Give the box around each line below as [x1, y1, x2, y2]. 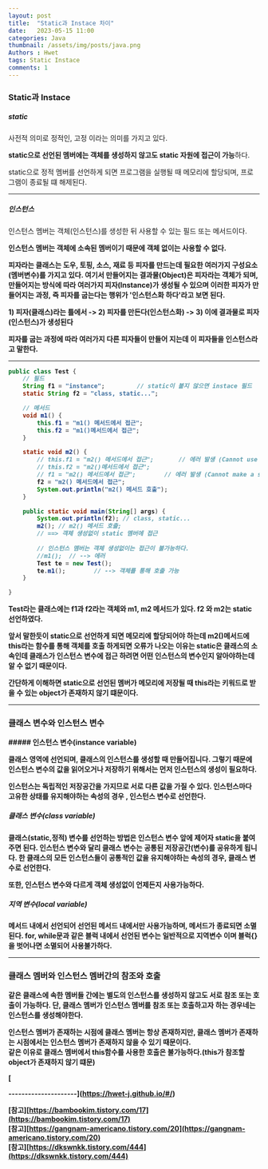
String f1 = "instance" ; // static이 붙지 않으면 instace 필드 [22, 382, 253, 390]
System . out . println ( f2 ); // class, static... [37, 515, 191, 523]
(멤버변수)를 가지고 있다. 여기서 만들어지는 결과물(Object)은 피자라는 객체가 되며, [8, 269, 258, 280]
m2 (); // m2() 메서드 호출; [37, 522, 122, 530]
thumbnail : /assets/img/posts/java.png [8, 42, 141, 50]
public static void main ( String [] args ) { [22, 507, 166, 516]
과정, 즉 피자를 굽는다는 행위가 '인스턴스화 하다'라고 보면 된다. [35, 289, 226, 300]
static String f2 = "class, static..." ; [22, 389, 159, 398]
